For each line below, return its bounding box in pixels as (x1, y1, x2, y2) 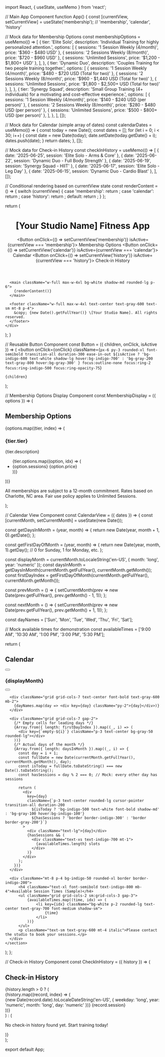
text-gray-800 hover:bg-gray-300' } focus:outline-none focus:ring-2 (5, 360, 151, 365)
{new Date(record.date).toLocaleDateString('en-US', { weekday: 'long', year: (5, 996, 160, 1003)
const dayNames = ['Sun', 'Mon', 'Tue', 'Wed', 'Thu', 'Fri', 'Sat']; (5, 617, 133, 623)
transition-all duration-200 (5, 802, 65, 808)
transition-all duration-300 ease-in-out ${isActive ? (25, 352, 140, 357)
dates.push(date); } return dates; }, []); (5, 138, 83, 144)
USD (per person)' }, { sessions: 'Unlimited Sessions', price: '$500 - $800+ (5, 107, 158, 113)
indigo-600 (5, 356, 28, 361)
